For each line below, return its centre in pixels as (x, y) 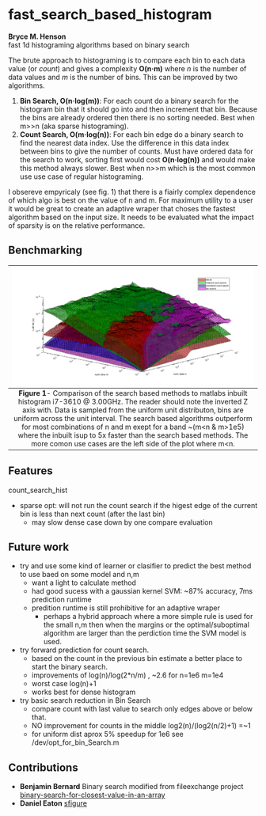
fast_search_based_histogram (110, 15)
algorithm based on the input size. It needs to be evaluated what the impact (131, 217)
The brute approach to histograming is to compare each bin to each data (127, 60)
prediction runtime (62, 600)
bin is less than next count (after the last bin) (92, 514)
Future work (39, 547)
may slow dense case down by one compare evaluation (122, 522)
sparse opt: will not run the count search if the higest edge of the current (139, 505)
